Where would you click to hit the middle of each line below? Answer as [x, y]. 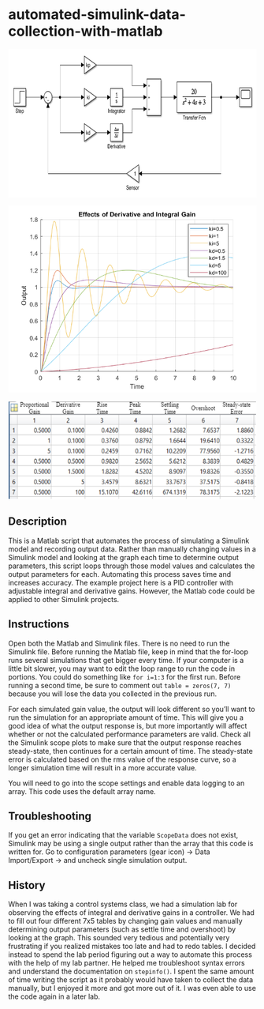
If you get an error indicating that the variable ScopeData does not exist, [123, 835]
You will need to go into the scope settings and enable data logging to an [126, 783]
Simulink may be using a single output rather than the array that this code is [131, 844]
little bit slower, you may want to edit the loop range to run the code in [121, 668]
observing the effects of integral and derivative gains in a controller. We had [131, 913]
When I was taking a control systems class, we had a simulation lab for [123, 904]
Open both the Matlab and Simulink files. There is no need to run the [119, 643]
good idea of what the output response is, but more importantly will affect [128, 725]
